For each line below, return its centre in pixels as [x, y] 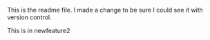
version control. [29, 17]
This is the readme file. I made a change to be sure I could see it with [105, 10]
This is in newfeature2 [39, 31]
